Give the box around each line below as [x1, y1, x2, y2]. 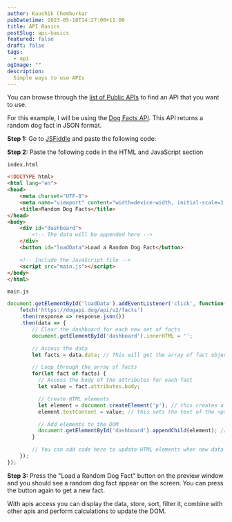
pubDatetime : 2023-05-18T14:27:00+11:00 [7, 17, 126, 23]
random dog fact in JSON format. [7, 122, 102, 130]
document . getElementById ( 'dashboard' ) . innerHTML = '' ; [32, 332, 193, 339]
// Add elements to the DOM [37, 420, 119, 428]
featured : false [7, 36, 54, 43]
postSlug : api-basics [7, 29, 70, 37]
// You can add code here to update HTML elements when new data [32, 446, 224, 453]
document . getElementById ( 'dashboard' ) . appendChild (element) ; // [37, 427, 227, 434]
